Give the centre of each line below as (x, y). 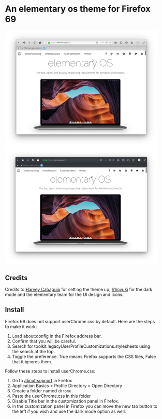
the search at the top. (33, 351)
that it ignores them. (32, 361)
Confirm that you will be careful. (44, 341)
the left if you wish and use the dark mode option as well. (69, 411)
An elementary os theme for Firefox (78, 9)
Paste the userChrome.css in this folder (51, 396)
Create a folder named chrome (42, 390)
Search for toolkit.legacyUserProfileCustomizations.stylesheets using (81, 346)
